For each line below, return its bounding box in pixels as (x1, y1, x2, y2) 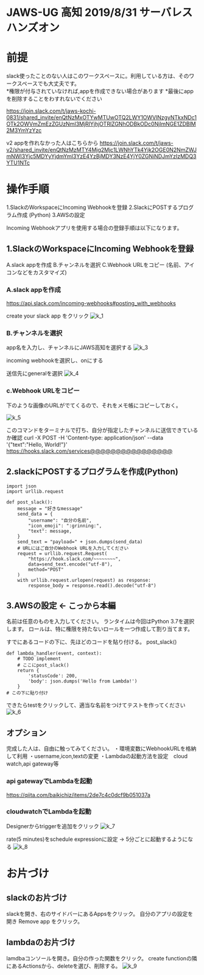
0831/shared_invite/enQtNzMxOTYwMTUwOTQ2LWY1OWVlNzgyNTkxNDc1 (6, 114, 197, 121)
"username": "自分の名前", (28, 517, 93, 523)
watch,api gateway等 (6, 760, 59, 768)
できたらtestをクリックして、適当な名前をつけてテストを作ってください (6, 701, 186, 709)
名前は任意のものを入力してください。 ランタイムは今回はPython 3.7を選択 (6, 618, 195, 625)
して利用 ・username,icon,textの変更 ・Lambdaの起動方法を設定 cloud (6, 753, 188, 760)
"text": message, (28, 528, 72, 534)
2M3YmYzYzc (6, 127, 42, 134)
